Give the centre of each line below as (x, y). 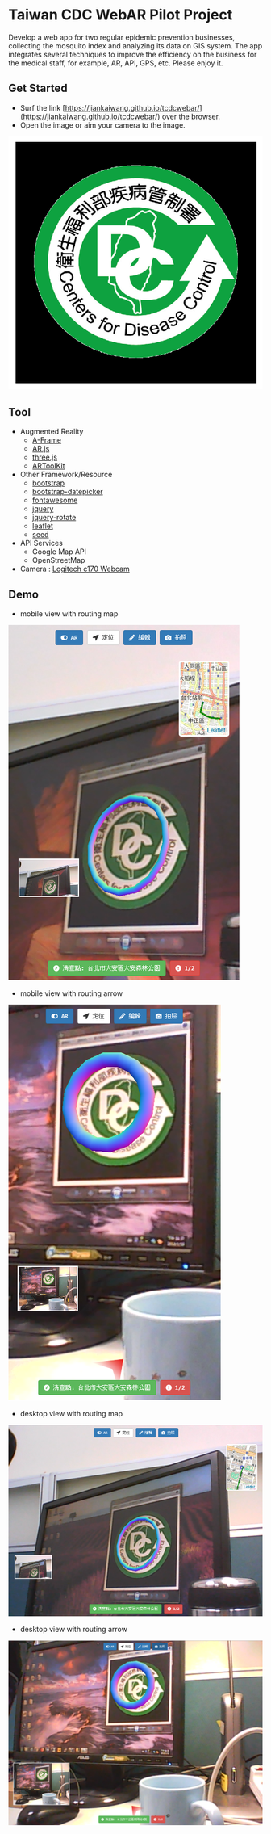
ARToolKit (48, 466)
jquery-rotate (54, 518)
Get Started (38, 88)
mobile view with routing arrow (71, 993)
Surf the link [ (43, 107)
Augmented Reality (52, 432)
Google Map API (59, 552)
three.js (45, 457)
